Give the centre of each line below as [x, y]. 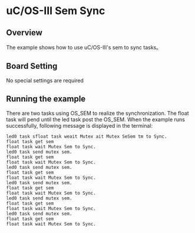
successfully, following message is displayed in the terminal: [80, 125]
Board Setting [32, 66]
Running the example [46, 99]
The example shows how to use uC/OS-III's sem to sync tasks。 [84, 47]
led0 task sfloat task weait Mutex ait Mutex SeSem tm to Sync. [87, 137]
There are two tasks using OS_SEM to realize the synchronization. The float [98, 113]
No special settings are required [45, 80]
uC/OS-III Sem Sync [56, 11]
